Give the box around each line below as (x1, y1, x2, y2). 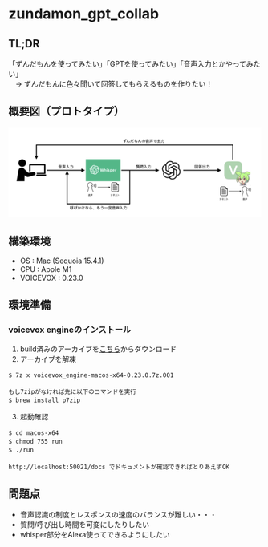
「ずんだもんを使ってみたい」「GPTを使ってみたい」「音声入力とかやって (8, 59, 247, 68)
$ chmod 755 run (8, 438, 63, 446)
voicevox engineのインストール (8, 324, 132, 335)
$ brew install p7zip (8, 396, 81, 405)
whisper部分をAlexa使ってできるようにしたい (19, 530, 170, 540)
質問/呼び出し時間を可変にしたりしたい (19, 520, 150, 529)
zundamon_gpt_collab (8, 5, 159, 23)
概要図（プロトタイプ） (8, 105, 124, 119)
